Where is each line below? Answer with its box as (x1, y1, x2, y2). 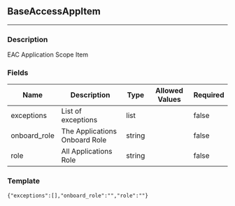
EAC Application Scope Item (7, 50, 89, 59)
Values (157, 94, 181, 104)
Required (193, 90, 225, 100)
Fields (7, 68, 29, 78)
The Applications (61, 126, 117, 136)
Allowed (155, 86, 184, 96)
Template (7, 176, 41, 186)
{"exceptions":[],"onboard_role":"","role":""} (7, 192, 149, 199)
